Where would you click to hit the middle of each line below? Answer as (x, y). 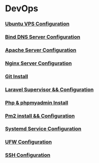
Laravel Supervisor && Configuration (49, 90)
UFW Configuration (29, 142)
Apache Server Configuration (41, 50)
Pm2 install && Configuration (40, 116)
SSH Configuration (28, 155)
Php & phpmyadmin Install (37, 102)
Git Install (17, 76)
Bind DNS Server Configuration (43, 37)
